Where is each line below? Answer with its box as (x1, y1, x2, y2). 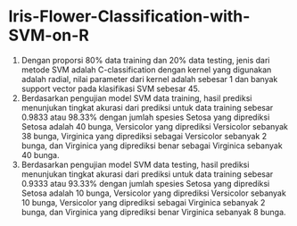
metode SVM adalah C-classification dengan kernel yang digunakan (21, 64, 272, 75)
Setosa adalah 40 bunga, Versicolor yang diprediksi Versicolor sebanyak (21, 121, 289, 131)
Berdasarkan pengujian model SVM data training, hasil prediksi (21, 92, 252, 104)
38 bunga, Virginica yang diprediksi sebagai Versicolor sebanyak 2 (21, 130, 268, 141)
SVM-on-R (8, 25, 90, 46)
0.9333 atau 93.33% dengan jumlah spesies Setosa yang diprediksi (21, 178, 270, 188)
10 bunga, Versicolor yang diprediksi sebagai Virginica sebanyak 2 (21, 197, 266, 207)
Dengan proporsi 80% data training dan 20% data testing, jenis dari (21, 54, 270, 65)
